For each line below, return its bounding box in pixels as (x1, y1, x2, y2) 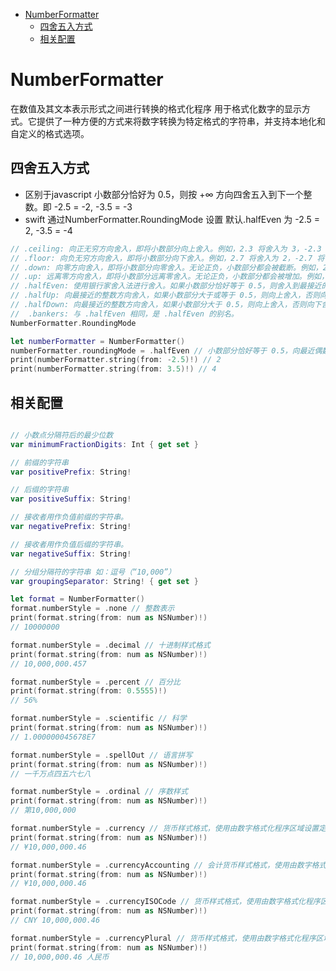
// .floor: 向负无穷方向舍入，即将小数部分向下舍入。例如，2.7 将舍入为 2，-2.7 (10, 253, 313, 263)
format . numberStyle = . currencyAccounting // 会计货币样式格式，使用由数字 (10, 860, 312, 870)
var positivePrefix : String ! (10, 467, 132, 477)
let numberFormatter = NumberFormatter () (10, 336, 186, 346)
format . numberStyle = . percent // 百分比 (10, 677, 181, 687)
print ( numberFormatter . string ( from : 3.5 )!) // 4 (10, 364, 217, 374)
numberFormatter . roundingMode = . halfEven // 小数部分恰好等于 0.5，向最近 (10, 345, 315, 356)
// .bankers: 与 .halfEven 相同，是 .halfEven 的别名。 (10, 309, 239, 319)
